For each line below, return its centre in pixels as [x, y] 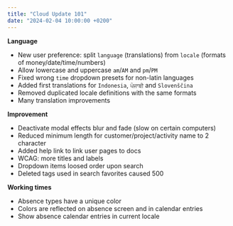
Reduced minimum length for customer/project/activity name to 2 [113, 135]
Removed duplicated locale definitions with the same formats [107, 93]
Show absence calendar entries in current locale [88, 216]
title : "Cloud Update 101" [47, 14]
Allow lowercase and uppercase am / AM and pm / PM [87, 70]
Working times [29, 187]
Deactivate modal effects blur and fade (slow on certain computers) [117, 128]
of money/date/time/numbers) [62, 62]
